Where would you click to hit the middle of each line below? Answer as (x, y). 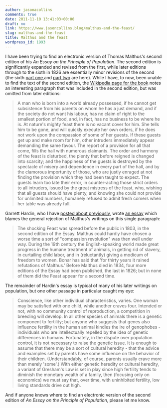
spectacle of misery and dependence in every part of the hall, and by (88, 166)
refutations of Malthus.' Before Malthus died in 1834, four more (82, 265)
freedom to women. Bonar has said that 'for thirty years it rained (83, 260)
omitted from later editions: (33, 93)
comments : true (21, 14)
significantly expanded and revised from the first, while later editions (76, 67)
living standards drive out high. (49, 385)
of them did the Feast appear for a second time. (66, 276)
